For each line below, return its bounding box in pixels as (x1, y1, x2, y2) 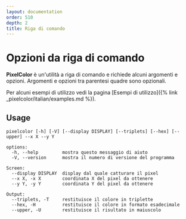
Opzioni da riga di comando (6, 51, 145, 65)
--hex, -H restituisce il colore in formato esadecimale (11, 202, 180, 208)
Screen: (6, 165, 26, 171)
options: (6, 144, 28, 150)
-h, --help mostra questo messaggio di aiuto (11, 150, 148, 156)
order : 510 (6, 14, 33, 20)
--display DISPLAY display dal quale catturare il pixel (11, 171, 159, 177)
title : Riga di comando (6, 25, 66, 32)
